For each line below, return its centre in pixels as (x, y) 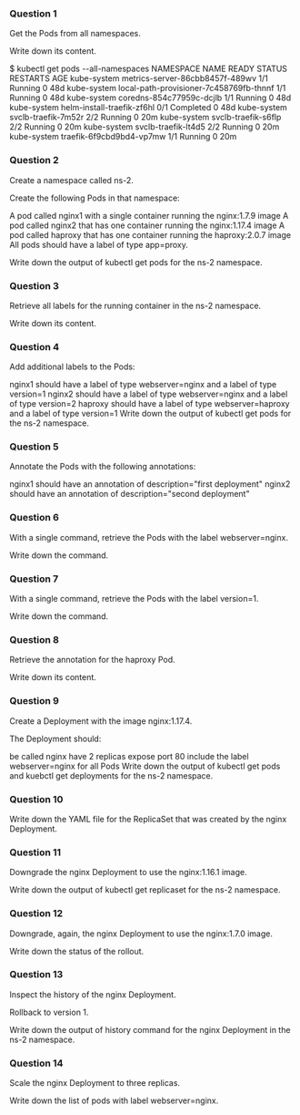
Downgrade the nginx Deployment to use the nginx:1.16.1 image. (128, 872)
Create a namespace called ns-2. (72, 180)
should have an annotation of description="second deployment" (130, 494)
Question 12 (36, 914)
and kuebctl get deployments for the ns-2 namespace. (111, 775)
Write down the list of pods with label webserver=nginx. (114, 1100)
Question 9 (34, 701)
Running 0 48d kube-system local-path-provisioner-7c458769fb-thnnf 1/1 (148, 88)
